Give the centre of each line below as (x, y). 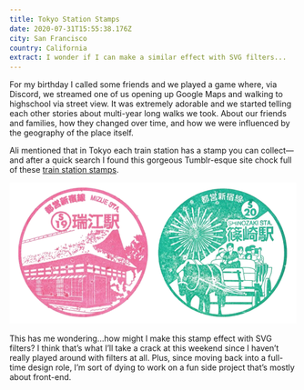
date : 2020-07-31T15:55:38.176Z (71, 29)
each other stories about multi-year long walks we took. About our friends (148, 114)
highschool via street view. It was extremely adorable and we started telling (151, 104)
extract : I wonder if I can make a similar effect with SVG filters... (148, 58)
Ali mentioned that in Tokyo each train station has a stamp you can (134, 151)
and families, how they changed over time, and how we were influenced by (150, 124)
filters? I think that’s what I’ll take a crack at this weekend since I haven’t (144, 348)
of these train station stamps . (64, 170)
